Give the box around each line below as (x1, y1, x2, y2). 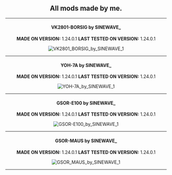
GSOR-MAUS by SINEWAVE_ (55, 138, 117, 144)
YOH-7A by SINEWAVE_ (60, 62, 112, 68)
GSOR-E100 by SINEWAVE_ (56, 100, 116, 106)
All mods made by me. (50, 4, 122, 13)
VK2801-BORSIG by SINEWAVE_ (51, 24, 121, 30)
